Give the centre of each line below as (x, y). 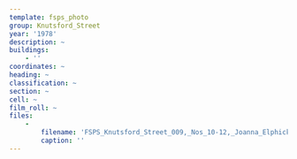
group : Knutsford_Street (55, 26)
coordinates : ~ (37, 67)
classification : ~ (43, 83)
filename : (59, 132)
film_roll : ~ (33, 108)
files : (21, 116)
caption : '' (63, 140)
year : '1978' (33, 34)
